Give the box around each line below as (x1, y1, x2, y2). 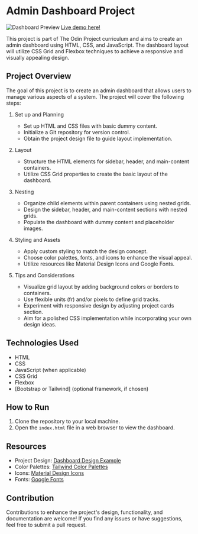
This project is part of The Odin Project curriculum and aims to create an (6, 35, 183, 42)
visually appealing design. (6, 54, 70, 61)
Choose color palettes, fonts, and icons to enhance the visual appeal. (23, 254, 193, 261)
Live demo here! (61, 24, 100, 31)
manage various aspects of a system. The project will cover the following (6, 93, 184, 100)
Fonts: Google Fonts (14, 476, 64, 483)
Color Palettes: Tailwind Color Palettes (14, 463, 108, 471)
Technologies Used (6, 338, 79, 348)
